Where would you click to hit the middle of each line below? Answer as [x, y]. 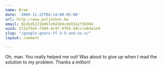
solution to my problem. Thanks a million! [48, 62]
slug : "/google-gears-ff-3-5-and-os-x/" [48, 33]
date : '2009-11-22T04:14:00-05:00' [43, 15]
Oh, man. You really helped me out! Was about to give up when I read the [81, 56]
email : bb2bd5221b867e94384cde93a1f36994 [49, 24]
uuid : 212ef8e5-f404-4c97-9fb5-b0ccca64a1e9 [53, 29]
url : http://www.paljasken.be [37, 19]
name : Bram [17, 10]
